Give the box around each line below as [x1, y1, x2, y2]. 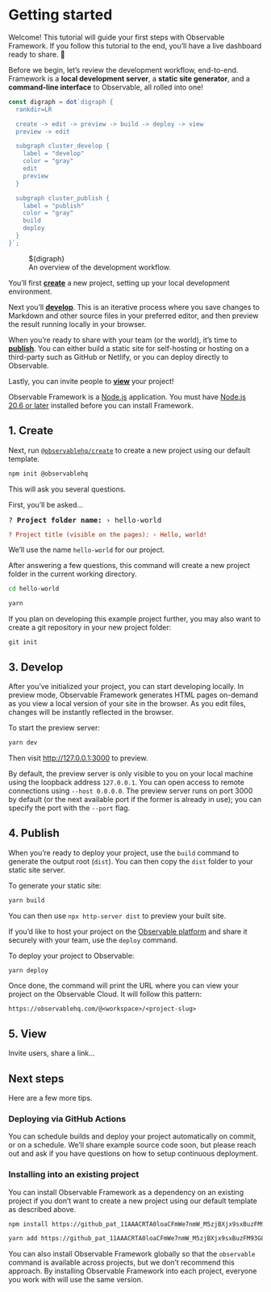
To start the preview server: [8, 722, 101, 732]
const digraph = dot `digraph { [8, 98, 114, 106]
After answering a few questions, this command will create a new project [8, 561, 250, 571]
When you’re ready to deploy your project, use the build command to [8, 847, 240, 857]
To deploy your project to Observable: [8, 951, 135, 960]
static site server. [8, 865, 66, 875]
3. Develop [8, 660, 64, 674]
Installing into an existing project [8, 1169, 140, 1180]
